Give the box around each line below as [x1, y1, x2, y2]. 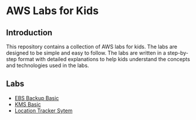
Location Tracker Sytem [14, 107, 73, 114]
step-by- [167, 49, 189, 56]
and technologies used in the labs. [6, 62, 89, 69]
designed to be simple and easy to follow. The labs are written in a [6, 49, 166, 56]
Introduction [6, 28, 53, 38]
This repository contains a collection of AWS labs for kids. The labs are [6, 43, 178, 50]
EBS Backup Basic [14, 94, 59, 101]
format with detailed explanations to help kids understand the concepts [18, 56, 191, 62]
